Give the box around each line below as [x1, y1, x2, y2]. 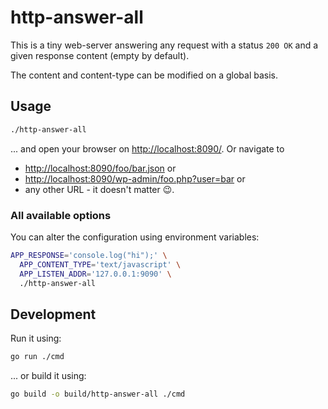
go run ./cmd [10, 352, 65, 362]
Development [10, 306, 97, 323]
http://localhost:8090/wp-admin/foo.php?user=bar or [24, 172, 246, 185]
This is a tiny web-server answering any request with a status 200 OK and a [10, 39, 319, 51]
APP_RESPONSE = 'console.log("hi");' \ [10, 250, 168, 260]
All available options [10, 208, 112, 222]
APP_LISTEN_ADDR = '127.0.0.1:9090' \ [19, 269, 172, 279]
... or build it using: [10, 370, 87, 382]
